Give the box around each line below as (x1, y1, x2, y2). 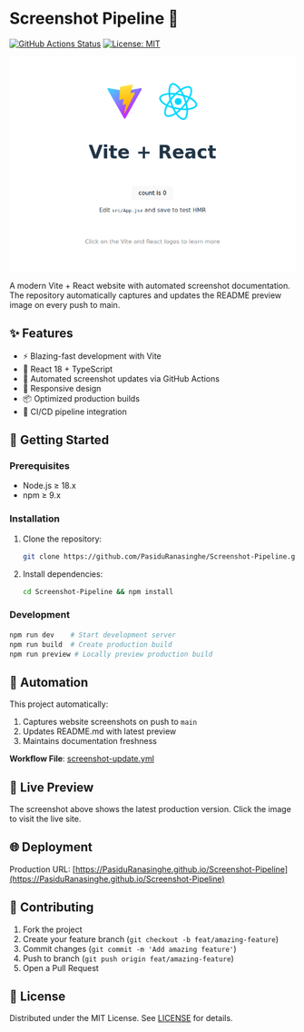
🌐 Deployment (9, 839, 93, 855)
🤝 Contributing (9, 899, 94, 916)
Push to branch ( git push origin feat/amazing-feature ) (22, 953, 234, 964)
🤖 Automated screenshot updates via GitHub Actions (22, 372, 221, 384)
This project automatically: (9, 699, 109, 709)
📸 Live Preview (9, 779, 94, 795)
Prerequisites (9, 460, 70, 472)
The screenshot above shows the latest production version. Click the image (9, 804, 292, 815)
